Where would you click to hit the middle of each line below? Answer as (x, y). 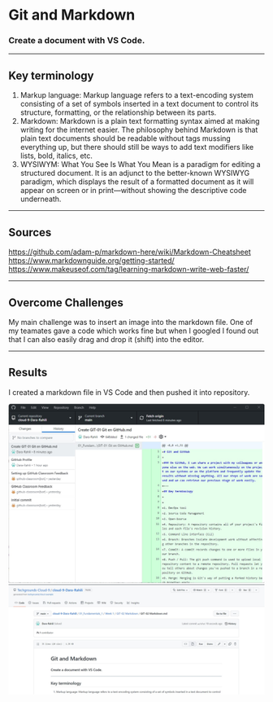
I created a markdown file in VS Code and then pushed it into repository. (129, 392)
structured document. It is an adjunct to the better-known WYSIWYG (135, 173)
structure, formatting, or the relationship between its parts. (118, 112)
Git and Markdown (72, 15)
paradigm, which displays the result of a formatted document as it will (137, 182)
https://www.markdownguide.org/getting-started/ (91, 261)
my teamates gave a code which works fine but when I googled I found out (134, 331)
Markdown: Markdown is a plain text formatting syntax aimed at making (140, 121)
